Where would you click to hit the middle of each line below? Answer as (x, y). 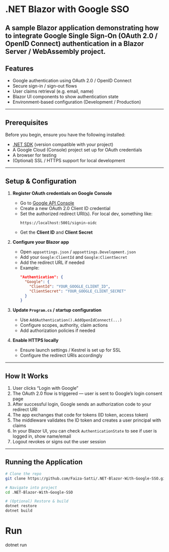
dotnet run (16, 544)
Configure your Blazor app (41, 242)
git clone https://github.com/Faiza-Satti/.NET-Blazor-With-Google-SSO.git (86, 478)
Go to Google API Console (47, 203)
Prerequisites (27, 123)
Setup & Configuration (41, 181)
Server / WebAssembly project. (56, 51)
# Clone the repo (23, 474)
